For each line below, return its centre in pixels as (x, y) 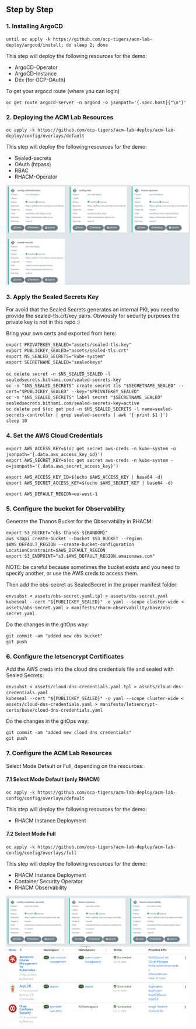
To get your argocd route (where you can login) (63, 91)
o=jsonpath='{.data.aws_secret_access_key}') (62, 466)
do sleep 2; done (87, 45)
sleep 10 (17, 421)
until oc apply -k (28, 39)
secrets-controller (30, 415)
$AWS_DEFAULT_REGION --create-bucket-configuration (70, 545)
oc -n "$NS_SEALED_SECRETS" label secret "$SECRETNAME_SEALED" (85, 397)
